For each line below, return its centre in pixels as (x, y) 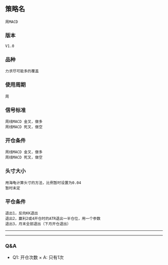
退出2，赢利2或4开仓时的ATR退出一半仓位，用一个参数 (53, 218)
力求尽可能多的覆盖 (22, 71)
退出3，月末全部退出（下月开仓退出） (38, 224)
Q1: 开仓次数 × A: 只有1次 (38, 257)
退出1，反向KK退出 (22, 213)
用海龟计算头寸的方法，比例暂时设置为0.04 (43, 183)
